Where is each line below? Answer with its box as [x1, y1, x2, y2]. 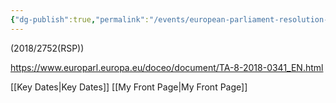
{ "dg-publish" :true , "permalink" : [10, 14, 150, 25]
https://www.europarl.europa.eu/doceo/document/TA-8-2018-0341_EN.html [10, 61, 324, 73]
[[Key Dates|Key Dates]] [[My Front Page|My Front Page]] [10, 81, 248, 93]
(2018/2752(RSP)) [10, 42, 85, 54]
